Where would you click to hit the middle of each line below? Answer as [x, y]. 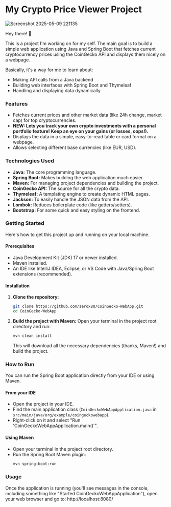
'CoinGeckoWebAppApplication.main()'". [55, 426]
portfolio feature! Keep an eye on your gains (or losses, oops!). [80, 131]
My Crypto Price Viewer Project [74, 9]
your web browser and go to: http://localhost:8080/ [59, 499]
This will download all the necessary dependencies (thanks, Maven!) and [89, 345]
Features [17, 103]
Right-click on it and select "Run [46, 420]
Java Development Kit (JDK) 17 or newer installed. [65, 258]
